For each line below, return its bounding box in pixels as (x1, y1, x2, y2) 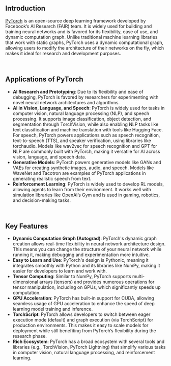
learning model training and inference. (12, 306, 93, 312)
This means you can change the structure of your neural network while (12, 246, 162, 253)
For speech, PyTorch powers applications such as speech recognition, (12, 132, 160, 138)
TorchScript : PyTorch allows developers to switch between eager (12, 311, 151, 317)
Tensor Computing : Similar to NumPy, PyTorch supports (12, 273, 131, 280)
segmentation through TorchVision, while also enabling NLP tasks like (12, 121, 159, 127)
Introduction (5, 4, 46, 13)
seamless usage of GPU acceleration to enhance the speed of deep (12, 301, 155, 307)
